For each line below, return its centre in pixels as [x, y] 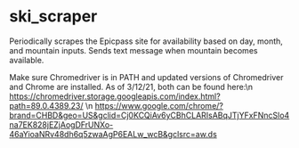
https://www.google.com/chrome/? [159, 105]
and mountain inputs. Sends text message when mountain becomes [133, 50]
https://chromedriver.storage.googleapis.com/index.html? [115, 96]
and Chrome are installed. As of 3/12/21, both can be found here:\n [131, 86]
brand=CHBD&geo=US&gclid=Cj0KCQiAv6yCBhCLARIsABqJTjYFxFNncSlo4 [149, 115]
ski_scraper [53, 16]
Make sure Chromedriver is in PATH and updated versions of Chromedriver [146, 77]
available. [27, 60]
